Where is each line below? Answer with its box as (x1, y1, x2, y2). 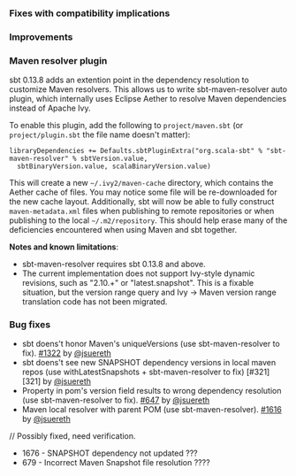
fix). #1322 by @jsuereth (21, 348, 112, 358)
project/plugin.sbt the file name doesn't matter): (9, 129, 191, 140)
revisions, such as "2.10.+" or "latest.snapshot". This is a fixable (21, 278, 254, 288)
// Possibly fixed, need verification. (9, 431, 136, 441)
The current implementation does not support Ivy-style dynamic (21, 268, 255, 279)
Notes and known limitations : (9, 242, 119, 252)
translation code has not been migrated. (21, 296, 168, 307)
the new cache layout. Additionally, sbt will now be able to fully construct (9, 196, 275, 207)
